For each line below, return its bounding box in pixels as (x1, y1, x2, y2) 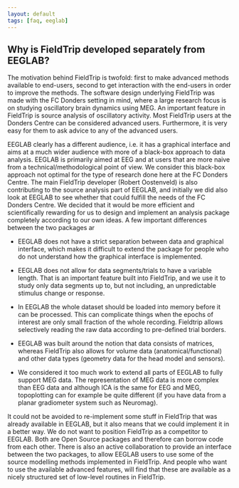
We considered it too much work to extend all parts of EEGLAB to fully (17, 368, 223, 377)
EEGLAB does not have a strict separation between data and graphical (17, 237, 224, 246)
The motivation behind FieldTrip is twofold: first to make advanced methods (7, 73, 229, 82)
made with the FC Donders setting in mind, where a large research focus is (7, 96, 227, 105)
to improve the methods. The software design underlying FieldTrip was (7, 88, 216, 97)
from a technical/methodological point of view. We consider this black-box (7, 163, 225, 172)
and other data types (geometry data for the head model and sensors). (17, 354, 225, 363)
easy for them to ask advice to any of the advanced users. (7, 126, 179, 135)
